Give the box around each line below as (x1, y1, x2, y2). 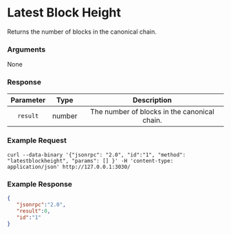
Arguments (7, 45, 46, 54)
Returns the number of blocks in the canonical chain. (7, 27, 157, 36)
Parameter (10, 95, 46, 104)
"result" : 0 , (16, 207, 51, 214)
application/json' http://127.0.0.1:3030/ (7, 163, 131, 170)
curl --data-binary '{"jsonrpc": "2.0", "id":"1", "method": (7, 151, 186, 159)
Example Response (7, 179, 73, 189)
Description (133, 95, 172, 104)
